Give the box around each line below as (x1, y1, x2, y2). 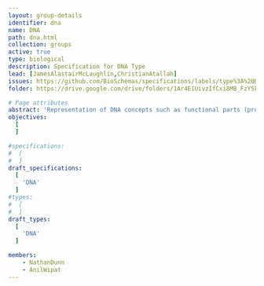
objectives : (8, 113, 47, 122)
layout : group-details (8, 11, 82, 20)
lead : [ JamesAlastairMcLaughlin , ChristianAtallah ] (8, 70, 178, 78)
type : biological (8, 56, 65, 64)
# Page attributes (8, 99, 68, 107)
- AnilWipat (22, 266, 61, 273)
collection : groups (8, 41, 72, 49)
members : (8, 251, 37, 259)
